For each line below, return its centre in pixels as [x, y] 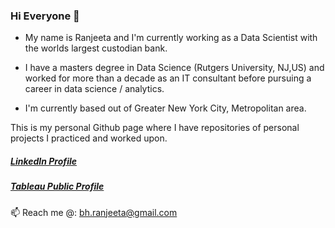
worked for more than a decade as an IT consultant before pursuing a [168, 78]
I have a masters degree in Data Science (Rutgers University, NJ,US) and [174, 68]
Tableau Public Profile [57, 186]
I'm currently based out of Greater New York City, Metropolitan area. [165, 108]
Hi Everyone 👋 [45, 16]
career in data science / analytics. [94, 89]
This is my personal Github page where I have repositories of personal [155, 128]
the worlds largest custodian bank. [96, 48]
